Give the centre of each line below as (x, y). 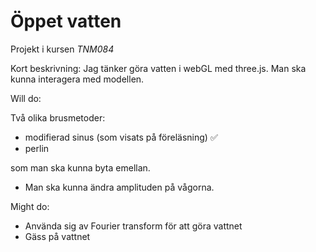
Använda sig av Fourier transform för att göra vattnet (133, 226)
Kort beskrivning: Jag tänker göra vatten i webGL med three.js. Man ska (158, 68)
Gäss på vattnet (57, 236)
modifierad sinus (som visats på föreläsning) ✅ (121, 137)
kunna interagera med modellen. (77, 79)
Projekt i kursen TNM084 (62, 49)
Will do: (26, 98)
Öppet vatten (66, 21)
